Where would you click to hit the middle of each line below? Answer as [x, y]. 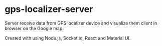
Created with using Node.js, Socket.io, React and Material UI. [68, 38]
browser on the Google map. [34, 28]
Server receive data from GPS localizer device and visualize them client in [81, 23]
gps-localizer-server [49, 9]
